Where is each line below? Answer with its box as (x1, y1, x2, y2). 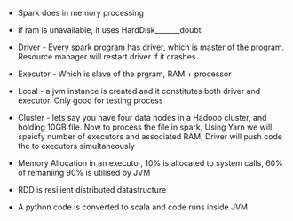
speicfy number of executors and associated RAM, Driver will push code (17, 131, 282, 141)
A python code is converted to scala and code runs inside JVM (17, 201, 249, 212)
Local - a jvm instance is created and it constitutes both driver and (17, 86, 261, 96)
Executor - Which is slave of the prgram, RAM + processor (17, 68, 233, 79)
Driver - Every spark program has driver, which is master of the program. (17, 42, 285, 52)
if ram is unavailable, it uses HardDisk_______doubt (17, 25, 202, 35)
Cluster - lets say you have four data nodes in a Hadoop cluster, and (17, 113, 267, 122)
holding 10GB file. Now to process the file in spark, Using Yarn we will (17, 122, 273, 132)
